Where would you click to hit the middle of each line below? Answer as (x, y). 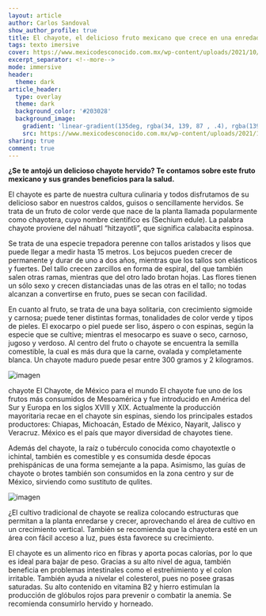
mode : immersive (35, 67)
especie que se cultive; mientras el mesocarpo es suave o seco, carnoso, (128, 335)
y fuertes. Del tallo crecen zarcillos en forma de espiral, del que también (126, 269)
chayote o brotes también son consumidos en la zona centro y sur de (121, 473)
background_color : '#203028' (63, 112)
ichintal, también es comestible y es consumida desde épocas (110, 457)
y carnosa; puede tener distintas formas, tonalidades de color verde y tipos (131, 318)
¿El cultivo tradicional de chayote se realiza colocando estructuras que (123, 513)
